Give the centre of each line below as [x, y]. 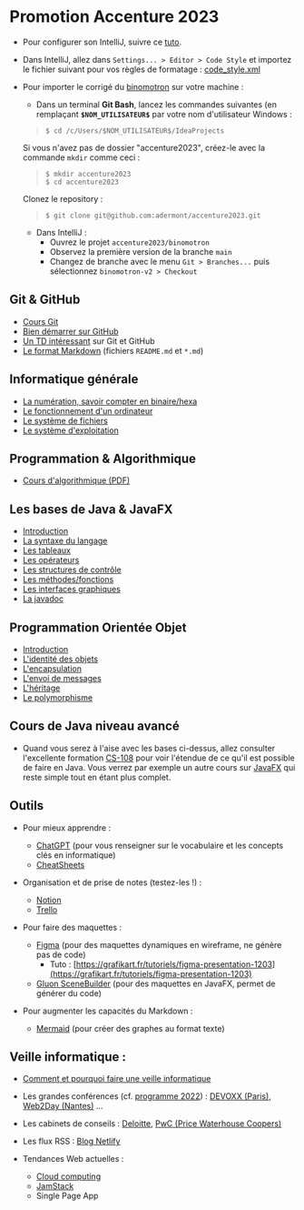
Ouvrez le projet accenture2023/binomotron [130, 242]
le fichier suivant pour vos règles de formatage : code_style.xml [142, 69]
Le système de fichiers [65, 420]
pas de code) [61, 954]
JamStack [55, 1186]
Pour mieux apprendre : [67, 827]
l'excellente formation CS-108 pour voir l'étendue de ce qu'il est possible [158, 758]
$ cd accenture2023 [82, 182]
